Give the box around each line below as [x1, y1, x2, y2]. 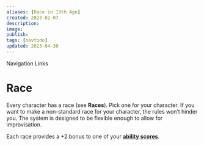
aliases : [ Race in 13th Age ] [6, 9, 81, 15]
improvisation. [6, 120, 42, 128]
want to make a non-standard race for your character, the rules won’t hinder [6, 108, 198, 115]
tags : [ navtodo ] [6, 37, 48, 43]
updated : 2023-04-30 [6, 43, 59, 49]
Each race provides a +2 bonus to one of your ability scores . [6, 133, 160, 140]
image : [6, 26, 23, 32]
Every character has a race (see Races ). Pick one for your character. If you [6, 101, 195, 109]
